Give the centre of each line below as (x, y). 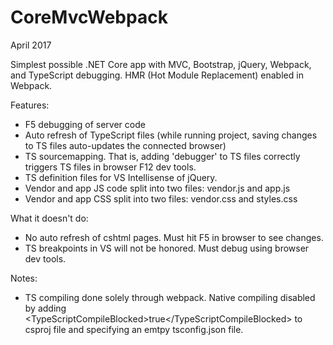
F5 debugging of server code (85, 124)
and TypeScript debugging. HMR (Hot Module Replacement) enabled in (157, 75)
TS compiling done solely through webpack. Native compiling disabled (170, 297)
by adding (45, 308)
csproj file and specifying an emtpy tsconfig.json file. (134, 329)
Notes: (24, 278)
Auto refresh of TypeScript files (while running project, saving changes (171, 135)
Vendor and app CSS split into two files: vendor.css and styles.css (161, 198)
